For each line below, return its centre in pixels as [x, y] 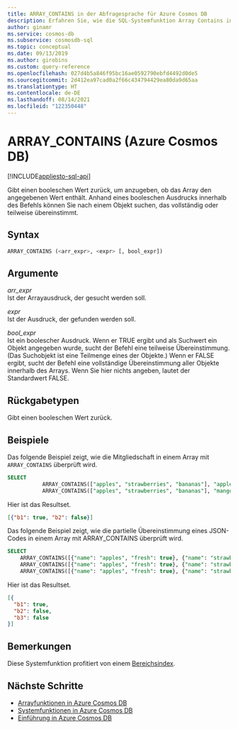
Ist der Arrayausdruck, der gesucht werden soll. [77, 298]
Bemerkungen [40, 646]
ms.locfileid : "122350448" [47, 106]
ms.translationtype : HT [42, 87]
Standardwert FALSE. [38, 378]
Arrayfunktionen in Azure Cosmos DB [72, 703]
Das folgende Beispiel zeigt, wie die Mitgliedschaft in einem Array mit [108, 457]
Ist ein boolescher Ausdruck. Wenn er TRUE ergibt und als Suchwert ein [112, 341]
